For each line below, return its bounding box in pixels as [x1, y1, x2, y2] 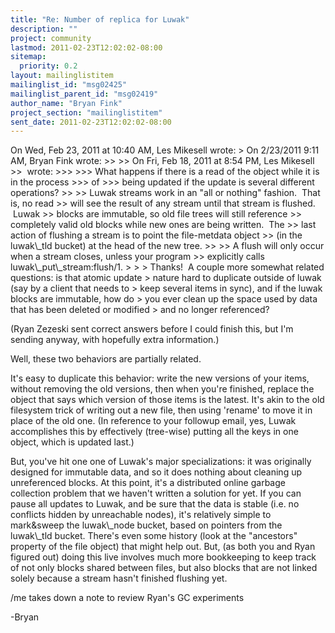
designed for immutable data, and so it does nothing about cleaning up [10, 466, 303, 478]
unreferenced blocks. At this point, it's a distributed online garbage [10, 477, 286, 489]
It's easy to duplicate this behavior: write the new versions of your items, [10, 372, 310, 385]
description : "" [10, 24, 78, 34]
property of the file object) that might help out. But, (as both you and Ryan [10, 541, 316, 553]
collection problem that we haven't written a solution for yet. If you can [10, 487, 302, 500]
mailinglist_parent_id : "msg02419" [10, 89, 159, 99]
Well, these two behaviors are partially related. [10, 353, 202, 365]
